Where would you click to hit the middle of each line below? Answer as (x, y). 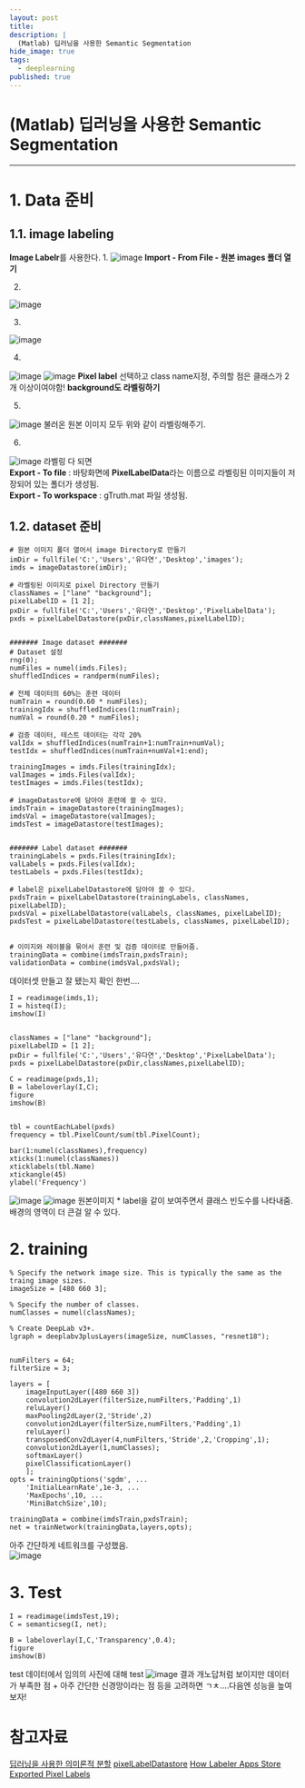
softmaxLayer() (54, 1456)
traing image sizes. (49, 1281)
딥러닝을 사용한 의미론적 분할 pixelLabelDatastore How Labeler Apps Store (145, 1764)
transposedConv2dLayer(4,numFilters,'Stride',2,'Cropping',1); (148, 1440)
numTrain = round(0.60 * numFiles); (79, 701)
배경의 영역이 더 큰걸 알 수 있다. (65, 1212)
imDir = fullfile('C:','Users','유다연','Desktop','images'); (127, 560)
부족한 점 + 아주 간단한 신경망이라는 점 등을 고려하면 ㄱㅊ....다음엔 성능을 (147, 1685)
